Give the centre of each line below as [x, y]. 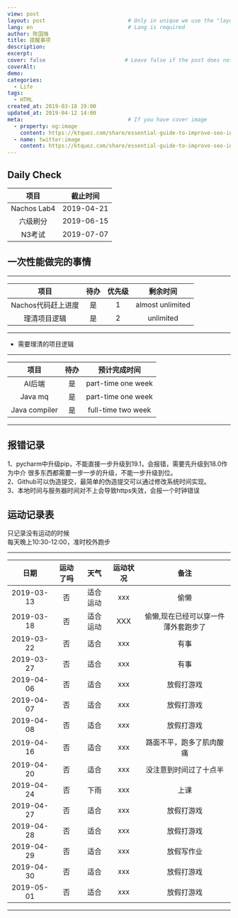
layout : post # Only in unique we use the [110, 21]
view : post [23, 14]
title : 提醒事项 [29, 40]
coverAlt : [22, 67]
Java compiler [34, 410]
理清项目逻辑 [45, 318]
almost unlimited [163, 305]
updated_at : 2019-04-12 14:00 [52, 113]
